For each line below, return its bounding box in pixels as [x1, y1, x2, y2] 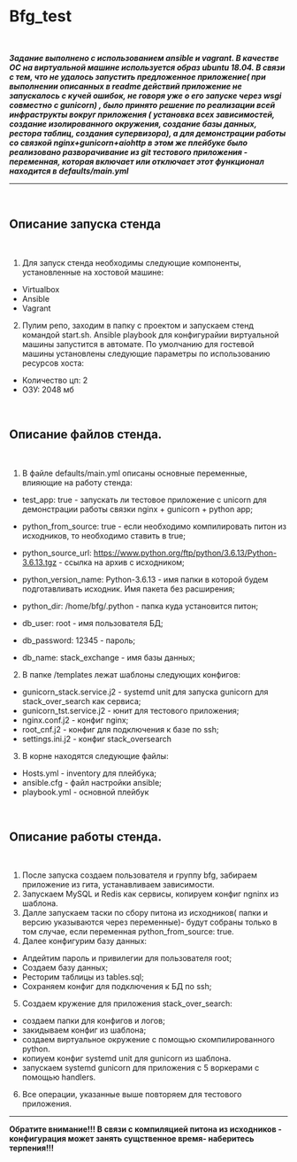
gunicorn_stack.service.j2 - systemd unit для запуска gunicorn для [21, 686, 269, 697]
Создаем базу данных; [21, 963, 109, 973]
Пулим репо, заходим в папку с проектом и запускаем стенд [21, 320, 255, 330]
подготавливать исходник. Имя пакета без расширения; [21, 583, 236, 594]
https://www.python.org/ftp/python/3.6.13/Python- [93, 547, 277, 558]
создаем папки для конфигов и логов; [21, 1016, 165, 1026]
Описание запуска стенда [9, 217, 162, 232]
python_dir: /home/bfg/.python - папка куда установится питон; [21, 600, 259, 611]
